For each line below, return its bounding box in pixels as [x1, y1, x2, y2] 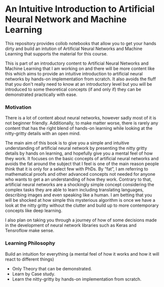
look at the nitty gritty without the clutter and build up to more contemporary [5, 202, 159, 209]
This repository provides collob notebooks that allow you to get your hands [5, 40, 157, 46]
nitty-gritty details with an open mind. [5, 131, 81, 137]
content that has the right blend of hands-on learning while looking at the [5, 125, 153, 131]
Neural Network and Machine [5, 14, 127, 25]
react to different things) [5, 256, 54, 262]
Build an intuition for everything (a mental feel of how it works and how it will [5, 251, 160, 257]
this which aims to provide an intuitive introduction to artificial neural [5, 71, 143, 76]
